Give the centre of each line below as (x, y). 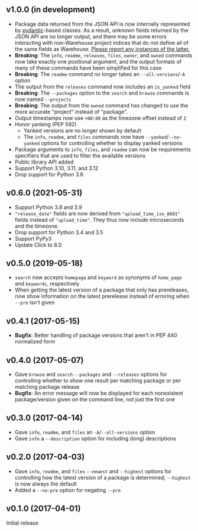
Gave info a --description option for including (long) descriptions (95, 438)
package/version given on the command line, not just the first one (95, 399)
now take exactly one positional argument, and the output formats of (98, 61)
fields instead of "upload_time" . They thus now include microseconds (99, 219)
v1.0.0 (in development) (51, 10)
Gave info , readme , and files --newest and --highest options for (93, 471)
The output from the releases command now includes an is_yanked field (103, 86)
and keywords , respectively (47, 284)
